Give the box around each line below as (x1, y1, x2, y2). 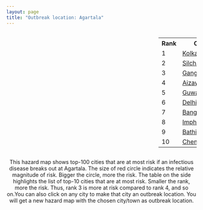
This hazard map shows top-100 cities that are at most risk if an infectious (9, 158, 194, 165)
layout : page (6, 8, 39, 15)
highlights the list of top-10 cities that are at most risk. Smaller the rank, (13, 177, 190, 185)
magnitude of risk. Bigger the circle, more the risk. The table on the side (11, 171, 192, 179)
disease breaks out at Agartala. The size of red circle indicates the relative (8, 165, 195, 172)
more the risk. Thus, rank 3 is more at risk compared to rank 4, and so (14, 184, 188, 191)
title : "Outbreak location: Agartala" (6, 15, 104, 21)
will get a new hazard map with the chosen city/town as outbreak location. (8, 197, 195, 204)
